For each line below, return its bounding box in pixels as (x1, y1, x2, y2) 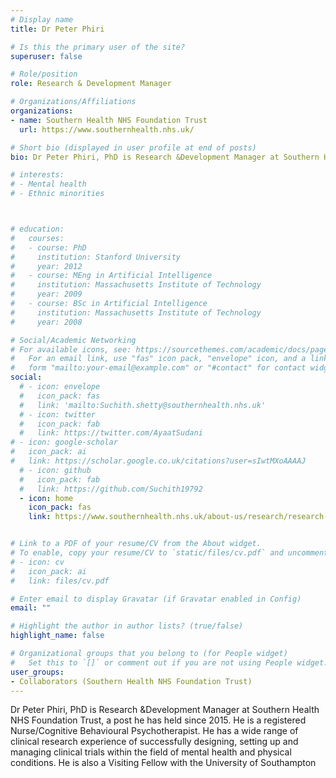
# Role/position (10, 69, 78, 80)
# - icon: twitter (19, 409, 97, 420)
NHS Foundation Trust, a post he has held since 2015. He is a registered (10, 714, 307, 726)
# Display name (10, 14, 74, 25)
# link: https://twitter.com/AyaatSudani (19, 428, 203, 438)
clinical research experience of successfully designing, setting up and (10, 736, 299, 748)
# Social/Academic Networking (10, 335, 137, 345)
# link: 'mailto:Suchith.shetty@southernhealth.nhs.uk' (19, 400, 267, 410)
